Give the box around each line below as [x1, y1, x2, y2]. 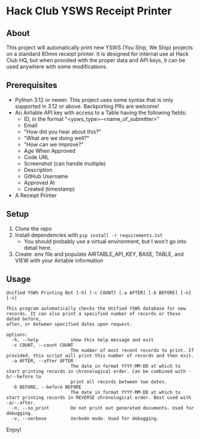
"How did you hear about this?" [23, 128, 102, 135]
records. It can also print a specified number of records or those [6, 311, 181, 317]
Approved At [23, 178, 55, 186]
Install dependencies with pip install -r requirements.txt [14, 231, 163, 238]
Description [23, 166, 53, 173]
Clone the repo [14, 225, 52, 232]
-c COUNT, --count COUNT [11, 343, 74, 349]
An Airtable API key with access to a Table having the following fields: [14, 109, 187, 116]
